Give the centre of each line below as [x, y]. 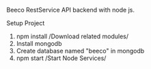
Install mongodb [39, 43]
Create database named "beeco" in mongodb [80, 51]
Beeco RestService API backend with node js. [70, 10]
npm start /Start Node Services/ [61, 58]
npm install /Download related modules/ [72, 36]
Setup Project [26, 23]
